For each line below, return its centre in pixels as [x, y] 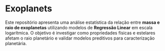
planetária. [16, 43]
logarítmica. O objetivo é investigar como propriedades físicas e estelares [80, 33]
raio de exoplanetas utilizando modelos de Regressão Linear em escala [79, 27]
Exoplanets [29, 9]
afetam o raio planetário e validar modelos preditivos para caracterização [80, 38]
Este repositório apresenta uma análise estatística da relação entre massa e [82, 22]
